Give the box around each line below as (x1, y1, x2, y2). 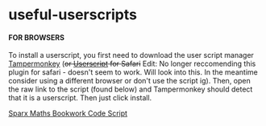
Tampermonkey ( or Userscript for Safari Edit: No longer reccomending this (8, 59, 256, 69)
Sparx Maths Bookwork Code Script (8, 108, 127, 118)
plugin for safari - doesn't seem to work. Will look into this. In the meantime (8, 67, 258, 77)
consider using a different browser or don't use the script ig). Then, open (8, 76, 251, 86)
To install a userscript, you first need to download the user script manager (8, 51, 254, 60)
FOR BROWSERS (8, 32, 64, 42)
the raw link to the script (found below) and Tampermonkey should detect (8, 84, 253, 94)
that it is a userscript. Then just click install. (8, 93, 152, 103)
